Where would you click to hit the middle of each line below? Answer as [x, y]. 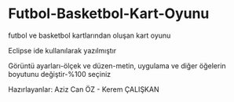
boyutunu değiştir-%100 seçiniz [60, 74]
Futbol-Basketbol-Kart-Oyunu [109, 14]
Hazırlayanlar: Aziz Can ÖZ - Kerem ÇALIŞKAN [84, 89]
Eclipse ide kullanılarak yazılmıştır [62, 50]
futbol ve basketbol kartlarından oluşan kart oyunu [90, 35]
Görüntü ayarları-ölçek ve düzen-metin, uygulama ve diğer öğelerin [117, 66]
